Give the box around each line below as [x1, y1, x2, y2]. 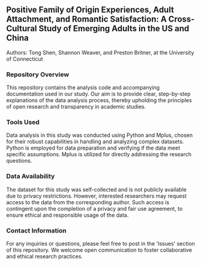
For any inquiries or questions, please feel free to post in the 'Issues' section [6, 240, 195, 247]
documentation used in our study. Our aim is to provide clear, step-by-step [6, 90, 191, 98]
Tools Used [6, 118, 40, 127]
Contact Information [6, 226, 67, 235]
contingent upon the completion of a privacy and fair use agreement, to [6, 205, 183, 212]
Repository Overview [6, 70, 70, 79]
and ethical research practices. [6, 253, 83, 260]
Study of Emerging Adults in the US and [38, 23, 190, 34]
